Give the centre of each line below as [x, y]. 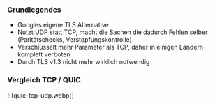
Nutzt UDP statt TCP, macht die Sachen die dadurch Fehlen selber [112, 32]
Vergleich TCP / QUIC [44, 80]
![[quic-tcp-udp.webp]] [41, 95]
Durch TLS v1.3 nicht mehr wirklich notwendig [83, 62]
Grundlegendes [34, 10]
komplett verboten [44, 54]
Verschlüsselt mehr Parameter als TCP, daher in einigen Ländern [110, 47]
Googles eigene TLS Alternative [63, 25]
